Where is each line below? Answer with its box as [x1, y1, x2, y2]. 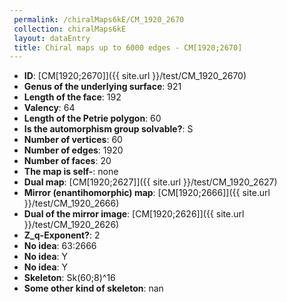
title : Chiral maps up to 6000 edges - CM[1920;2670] [13, 42, 243, 53]
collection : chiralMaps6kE [13, 24, 127, 34]
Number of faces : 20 [23, 155, 112, 167]
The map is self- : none [23, 166, 119, 178]
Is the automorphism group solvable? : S [23, 123, 194, 135]
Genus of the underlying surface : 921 [23, 81, 182, 93]
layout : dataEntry [13, 33, 91, 43]
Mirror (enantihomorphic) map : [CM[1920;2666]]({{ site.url [23, 187, 271, 199]
